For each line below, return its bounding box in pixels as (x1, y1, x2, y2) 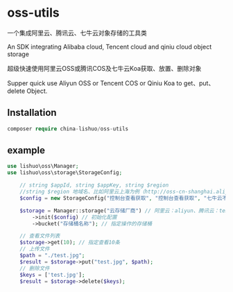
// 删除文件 (19, 265, 50, 272)
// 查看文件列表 (19, 232, 60, 240)
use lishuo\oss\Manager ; (7, 163, 79, 170)
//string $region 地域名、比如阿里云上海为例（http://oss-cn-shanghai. (19, 189, 216, 196)
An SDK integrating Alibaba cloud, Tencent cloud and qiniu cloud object (7, 42, 212, 51)
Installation (7, 107, 57, 119)
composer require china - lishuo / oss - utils (7, 125, 129, 132)
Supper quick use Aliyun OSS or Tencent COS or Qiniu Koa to (7, 78, 182, 87)
